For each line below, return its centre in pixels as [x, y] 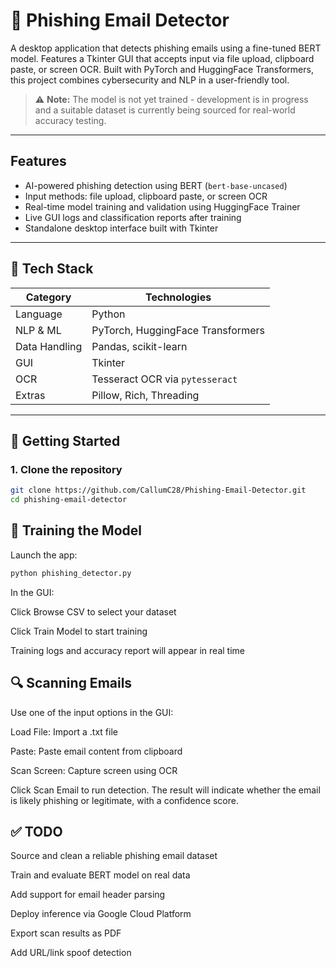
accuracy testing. [70, 120]
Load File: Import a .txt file [64, 731]
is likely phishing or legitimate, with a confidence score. [124, 800]
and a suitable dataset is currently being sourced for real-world [165, 110]
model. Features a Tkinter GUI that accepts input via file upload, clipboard [162, 58]
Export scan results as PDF [66, 933]
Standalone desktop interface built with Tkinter [121, 228]
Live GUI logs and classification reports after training [133, 217]
